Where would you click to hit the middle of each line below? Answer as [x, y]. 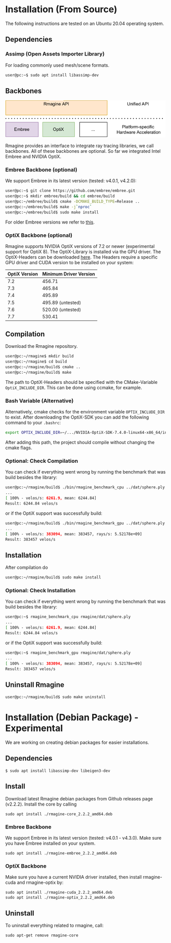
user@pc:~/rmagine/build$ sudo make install [53, 577]
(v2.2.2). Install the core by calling [41, 804]
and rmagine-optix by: [40, 882]
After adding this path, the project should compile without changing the [80, 442]
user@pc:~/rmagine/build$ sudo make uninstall [55, 697]
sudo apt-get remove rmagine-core [42, 935]
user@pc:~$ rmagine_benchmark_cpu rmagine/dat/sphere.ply [68, 617]
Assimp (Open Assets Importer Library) [55, 54]
